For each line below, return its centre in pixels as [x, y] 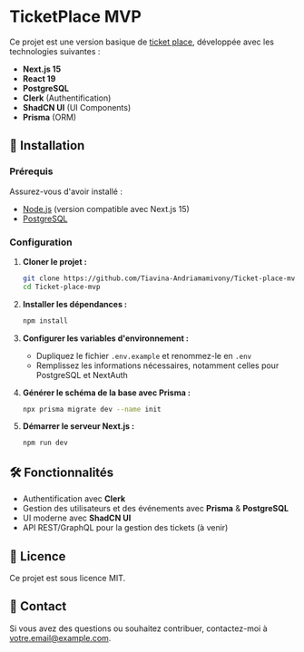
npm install [45, 321]
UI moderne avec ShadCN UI [77, 518]
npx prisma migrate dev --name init [92, 409]
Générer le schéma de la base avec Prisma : [106, 393]
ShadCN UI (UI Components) [77, 107]
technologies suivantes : [55, 51]
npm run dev [45, 443]
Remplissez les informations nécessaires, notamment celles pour [157, 365]
